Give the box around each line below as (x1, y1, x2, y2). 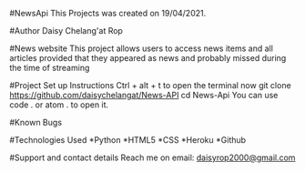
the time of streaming (9, 63, 90, 73)
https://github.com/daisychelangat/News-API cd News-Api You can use (9, 90, 279, 100)
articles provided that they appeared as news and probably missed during (9, 53, 287, 63)
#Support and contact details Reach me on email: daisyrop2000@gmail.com (9, 152, 296, 163)
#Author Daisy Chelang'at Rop (9, 25, 123, 35)
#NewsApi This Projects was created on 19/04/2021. (9, 8, 207, 18)
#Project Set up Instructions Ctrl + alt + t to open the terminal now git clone (9, 80, 291, 90)
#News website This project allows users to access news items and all (9, 43, 273, 54)
